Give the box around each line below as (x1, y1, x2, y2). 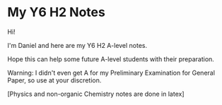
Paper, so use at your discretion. (7, 75, 102, 85)
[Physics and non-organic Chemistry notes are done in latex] (7, 89, 185, 98)
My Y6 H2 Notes (7, 4, 106, 20)
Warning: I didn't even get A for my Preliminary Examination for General (7, 68, 216, 77)
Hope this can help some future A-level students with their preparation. (7, 54, 214, 63)
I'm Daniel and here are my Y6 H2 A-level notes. (7, 41, 148, 49)
